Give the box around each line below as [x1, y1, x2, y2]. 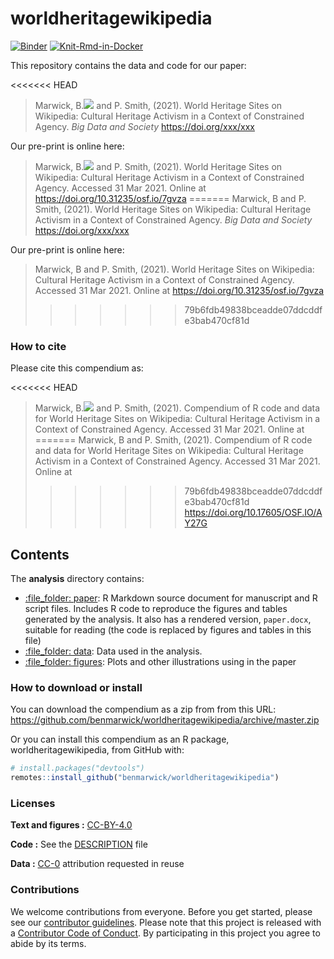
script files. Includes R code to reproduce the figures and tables [24, 603, 288, 615]
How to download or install [10, 680, 143, 694]
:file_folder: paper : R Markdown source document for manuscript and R [24, 592, 318, 604]
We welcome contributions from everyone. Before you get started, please [10, 905, 313, 917]
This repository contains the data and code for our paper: [10, 59, 247, 71]
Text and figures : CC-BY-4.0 [10, 819, 133, 831]
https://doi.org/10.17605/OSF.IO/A [184, 507, 323, 519]
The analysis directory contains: [10, 573, 145, 585]
